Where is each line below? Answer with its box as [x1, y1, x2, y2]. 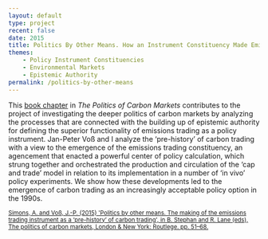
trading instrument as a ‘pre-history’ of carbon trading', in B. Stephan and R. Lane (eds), [8, 216, 249, 224]
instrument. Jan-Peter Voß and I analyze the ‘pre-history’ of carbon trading [8, 134, 255, 143]
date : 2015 [8, 33, 45, 42]
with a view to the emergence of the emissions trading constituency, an [8, 143, 243, 152]
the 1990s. [8, 193, 43, 203]
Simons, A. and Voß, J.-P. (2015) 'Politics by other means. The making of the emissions [8, 209, 247, 217]
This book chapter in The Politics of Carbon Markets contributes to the [8, 100, 241, 110]
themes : [8, 49, 34, 57]
